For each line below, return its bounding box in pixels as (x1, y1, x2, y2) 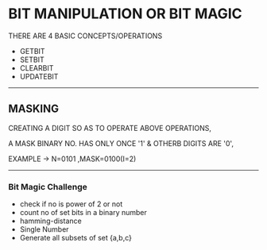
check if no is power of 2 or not (19, 199, 123, 209)
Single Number (19, 225, 69, 234)
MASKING (8, 102, 60, 116)
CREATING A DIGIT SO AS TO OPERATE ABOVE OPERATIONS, (8, 123, 212, 133)
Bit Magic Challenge (8, 181, 87, 192)
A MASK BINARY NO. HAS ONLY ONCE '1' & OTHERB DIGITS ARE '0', (8, 138, 234, 148)
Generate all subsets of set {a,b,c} (19, 233, 133, 243)
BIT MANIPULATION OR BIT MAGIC (8, 5, 242, 23)
